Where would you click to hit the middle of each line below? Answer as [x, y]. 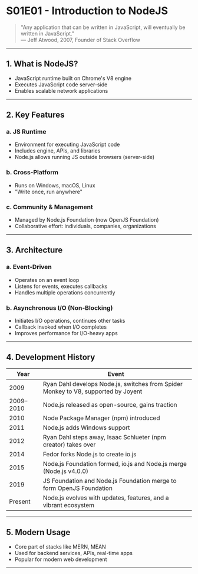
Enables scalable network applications [61, 90]
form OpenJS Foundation [78, 488]
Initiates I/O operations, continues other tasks [70, 321]
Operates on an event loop [47, 280]
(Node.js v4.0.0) [66, 471]
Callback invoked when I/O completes [61, 327]
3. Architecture [34, 250]
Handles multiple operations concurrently [65, 292]
